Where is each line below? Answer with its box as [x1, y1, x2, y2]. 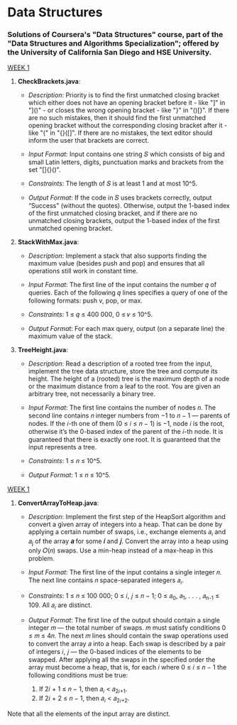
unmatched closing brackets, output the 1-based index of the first [28, 217, 220, 225]
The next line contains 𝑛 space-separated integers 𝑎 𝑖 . [28, 576, 184, 586]
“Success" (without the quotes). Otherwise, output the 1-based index [28, 202, 231, 210]
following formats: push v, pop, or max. [28, 296, 143, 305]
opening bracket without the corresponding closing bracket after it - [28, 121, 228, 130]
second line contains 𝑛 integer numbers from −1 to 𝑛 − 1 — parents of [28, 411, 231, 420]
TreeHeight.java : [17, 346, 69, 354]
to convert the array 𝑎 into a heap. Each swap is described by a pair [28, 640, 226, 648]
